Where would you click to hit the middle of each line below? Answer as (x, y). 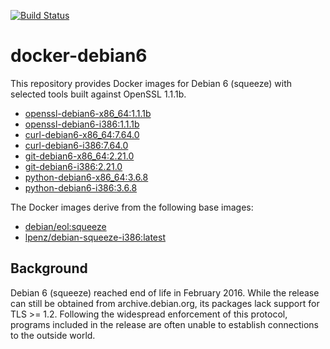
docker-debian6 (79, 56)
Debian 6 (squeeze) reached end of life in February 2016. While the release (165, 292)
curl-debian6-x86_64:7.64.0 (82, 134)
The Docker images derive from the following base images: (132, 207)
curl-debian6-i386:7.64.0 (76, 145)
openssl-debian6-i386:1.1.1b (82, 124)
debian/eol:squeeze (65, 226)
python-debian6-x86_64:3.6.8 (86, 177)
